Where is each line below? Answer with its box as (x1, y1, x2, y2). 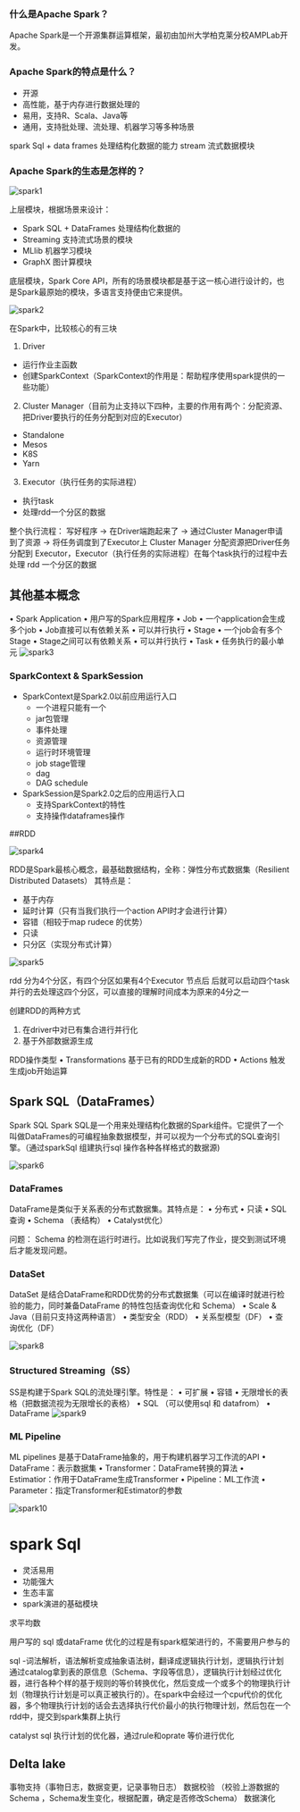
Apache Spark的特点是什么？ (9, 65, 137, 78)
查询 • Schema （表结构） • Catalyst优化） (9, 1215, 168, 1226)
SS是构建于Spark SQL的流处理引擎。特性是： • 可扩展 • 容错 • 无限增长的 (9, 1387, 281, 1397)
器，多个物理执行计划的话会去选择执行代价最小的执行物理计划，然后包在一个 (9, 1699, 291, 1710)
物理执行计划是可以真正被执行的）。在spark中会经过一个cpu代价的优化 (24, 1689, 283, 1699)
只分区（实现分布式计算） (21, 939, 117, 949)
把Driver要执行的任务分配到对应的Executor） (21, 411, 187, 422)
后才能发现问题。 (9, 1245, 72, 1256)
